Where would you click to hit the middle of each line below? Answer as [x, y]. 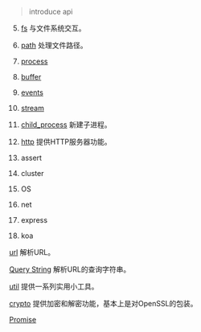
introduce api [51, 12]
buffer [31, 77]
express [34, 220]
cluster [32, 173]
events [32, 92]
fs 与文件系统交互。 [53, 28]
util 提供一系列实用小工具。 [54, 286]
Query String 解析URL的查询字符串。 [70, 269]
